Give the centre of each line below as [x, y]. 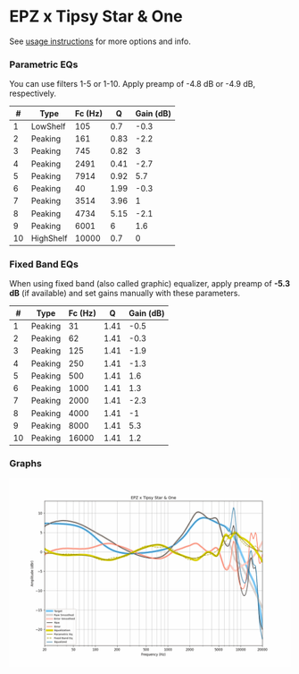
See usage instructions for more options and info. [100, 41]
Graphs [25, 464]
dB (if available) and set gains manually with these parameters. [125, 294]
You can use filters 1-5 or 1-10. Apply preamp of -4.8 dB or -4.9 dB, [133, 84]
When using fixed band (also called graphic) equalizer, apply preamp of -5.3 [149, 284]
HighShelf [49, 238]
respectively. [33, 94]
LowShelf [48, 126]
